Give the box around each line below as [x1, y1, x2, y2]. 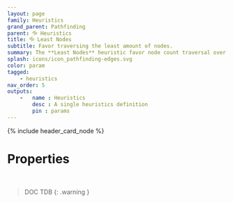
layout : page [7, 10, 45, 17]
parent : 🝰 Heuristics [7, 29, 72, 37]
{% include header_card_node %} [7, 126, 105, 135]
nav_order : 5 [7, 82, 45, 89]
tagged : [7, 68, 30, 75]
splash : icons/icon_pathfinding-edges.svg [7, 56, 133, 63]
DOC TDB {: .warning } [24, 188, 90, 196]
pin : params [32, 107, 70, 114]
